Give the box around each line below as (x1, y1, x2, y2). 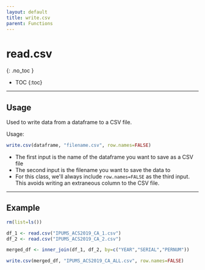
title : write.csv (6, 15, 51, 21)
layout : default (6, 9, 48, 15)
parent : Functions (6, 20, 53, 26)
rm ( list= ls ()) (6, 219, 43, 225)
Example (6, 203, 40, 213)
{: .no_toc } (6, 67, 34, 74)
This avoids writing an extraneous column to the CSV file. (15, 179, 160, 187)
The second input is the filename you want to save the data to (15, 167, 171, 173)
